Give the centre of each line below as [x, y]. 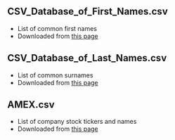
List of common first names [57, 28]
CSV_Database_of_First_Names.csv [87, 12]
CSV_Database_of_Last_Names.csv [87, 58]
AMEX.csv [31, 105]
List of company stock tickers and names [77, 122]
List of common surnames [55, 75]
